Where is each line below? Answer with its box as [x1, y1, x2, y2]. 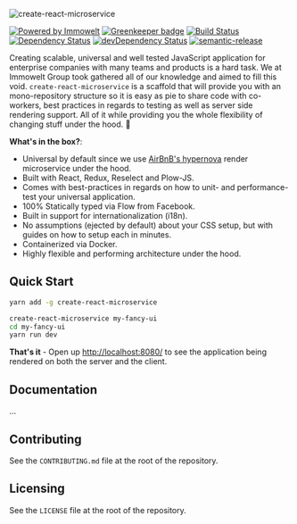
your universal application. [38, 192, 136, 202]
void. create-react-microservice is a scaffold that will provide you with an [9, 81, 281, 91]
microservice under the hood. [21, 163, 132, 173]
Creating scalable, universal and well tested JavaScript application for [9, 53, 266, 62]
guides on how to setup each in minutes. [21, 229, 172, 240]
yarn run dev [9, 330, 58, 339]
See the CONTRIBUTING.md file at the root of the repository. [9, 455, 219, 466]
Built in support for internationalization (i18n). [21, 211, 188, 220]
